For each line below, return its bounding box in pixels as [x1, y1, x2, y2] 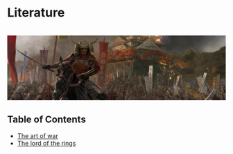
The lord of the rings [17, 139, 76, 148]
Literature [7, 5, 65, 21]
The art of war [17, 132, 59, 140]
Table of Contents [7, 113, 87, 125]
